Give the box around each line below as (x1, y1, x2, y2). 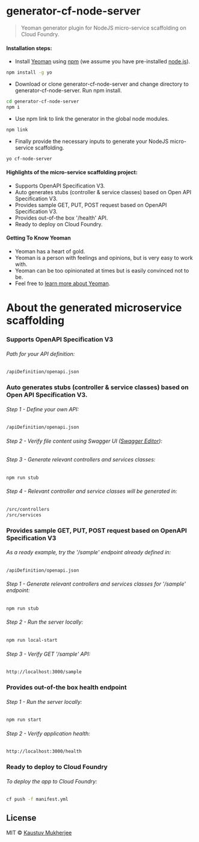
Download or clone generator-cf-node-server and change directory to (14, 80, 189, 88)
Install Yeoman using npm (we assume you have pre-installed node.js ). (14, 58, 191, 65)
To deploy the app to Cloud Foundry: (6, 777, 97, 785)
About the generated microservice (6, 301, 182, 315)
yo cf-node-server (6, 156, 52, 162)
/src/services (6, 511, 42, 518)
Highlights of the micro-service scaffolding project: (6, 169, 138, 176)
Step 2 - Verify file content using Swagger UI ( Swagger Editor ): (6, 437, 162, 445)
